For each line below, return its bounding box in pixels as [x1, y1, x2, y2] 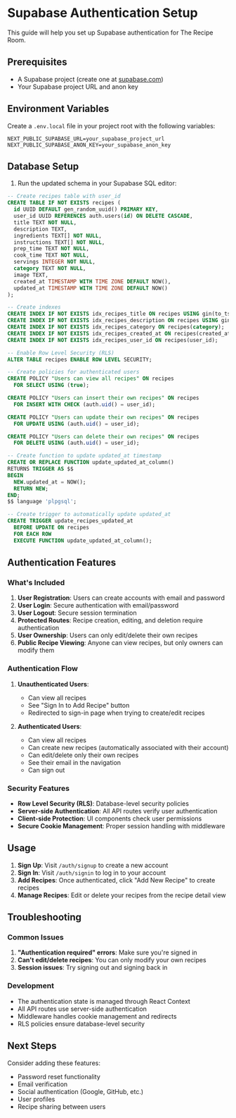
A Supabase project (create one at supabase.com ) [17, 75, 164, 83]
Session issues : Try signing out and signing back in [17, 964, 168, 972]
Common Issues [7, 933, 65, 942]
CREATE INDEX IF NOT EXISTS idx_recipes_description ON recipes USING [7, 317, 218, 324]
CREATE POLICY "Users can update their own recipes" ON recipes [7, 414, 199, 421]
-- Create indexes [7, 304, 61, 311]
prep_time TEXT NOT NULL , [13, 245, 90, 252]
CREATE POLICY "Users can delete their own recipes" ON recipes [7, 433, 199, 440]
